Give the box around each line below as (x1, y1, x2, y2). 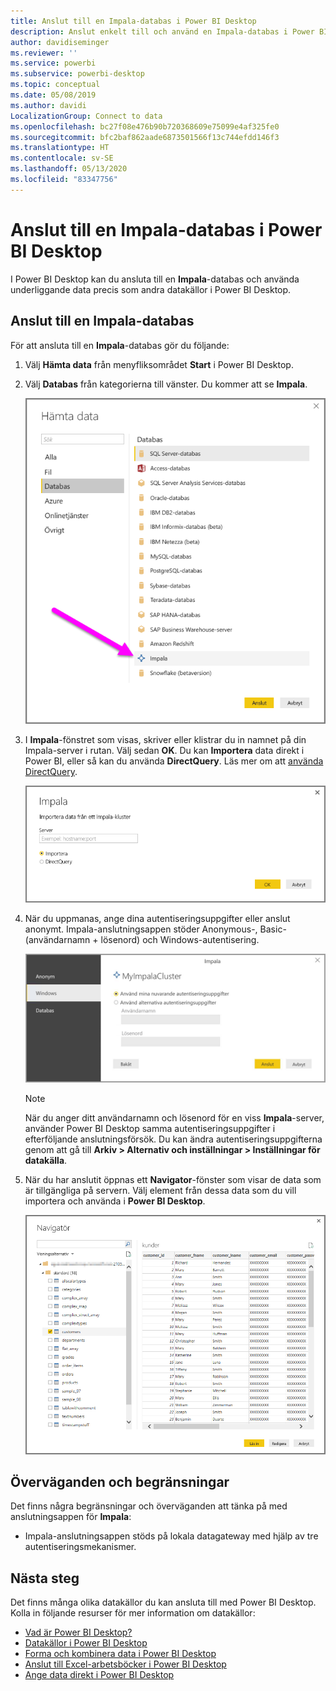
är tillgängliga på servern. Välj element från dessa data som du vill (24, 1184, 297, 1196)
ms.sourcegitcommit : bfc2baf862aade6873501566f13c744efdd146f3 (10, 132, 280, 142)
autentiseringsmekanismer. (24, 1541, 137, 1553)
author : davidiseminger (10, 37, 110, 47)
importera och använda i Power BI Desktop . (24, 1195, 206, 1207)
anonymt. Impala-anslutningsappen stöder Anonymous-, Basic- (24, 923, 287, 935)
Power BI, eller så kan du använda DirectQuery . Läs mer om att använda (24, 755, 324, 767)
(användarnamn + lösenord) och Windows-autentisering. (24, 934, 260, 946)
